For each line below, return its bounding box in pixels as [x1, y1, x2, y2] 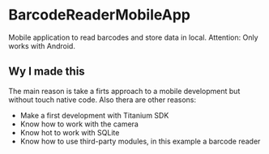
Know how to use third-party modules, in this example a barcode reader [19, 136, 261, 146]
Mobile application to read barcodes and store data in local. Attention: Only [8, 32, 258, 42]
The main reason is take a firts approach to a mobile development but [8, 86, 241, 96]
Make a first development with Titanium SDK [19, 110, 169, 120]
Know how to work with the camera [19, 119, 139, 129]
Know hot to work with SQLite [19, 127, 120, 137]
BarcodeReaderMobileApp [8, 6, 190, 24]
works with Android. [8, 41, 75, 50]
